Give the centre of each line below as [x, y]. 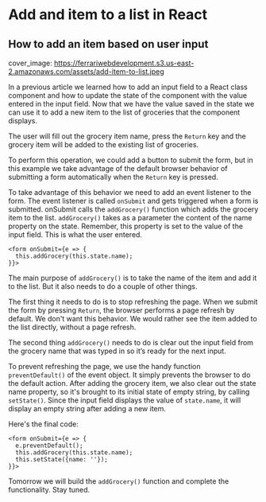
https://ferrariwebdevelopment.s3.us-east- [124, 63]
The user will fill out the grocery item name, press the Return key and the [127, 136]
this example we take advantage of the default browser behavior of [118, 168]
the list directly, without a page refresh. [72, 327]
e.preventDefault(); [49, 446]
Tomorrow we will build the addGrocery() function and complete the [119, 481]
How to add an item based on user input [108, 44]
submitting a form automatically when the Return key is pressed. [113, 177]
